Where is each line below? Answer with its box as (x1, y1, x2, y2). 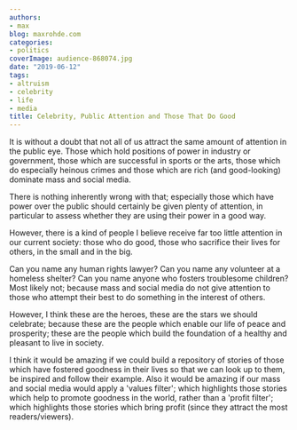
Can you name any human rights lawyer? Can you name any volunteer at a (9, 264, 281, 275)
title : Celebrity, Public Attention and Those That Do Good (9, 112, 237, 121)
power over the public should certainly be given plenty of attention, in (9, 201, 263, 211)
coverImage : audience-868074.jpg (9, 54, 133, 63)
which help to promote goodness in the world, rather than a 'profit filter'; (9, 393, 274, 403)
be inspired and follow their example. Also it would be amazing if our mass (9, 374, 281, 385)
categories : (9, 37, 53, 47)
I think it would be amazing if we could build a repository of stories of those (9, 354, 285, 365)
